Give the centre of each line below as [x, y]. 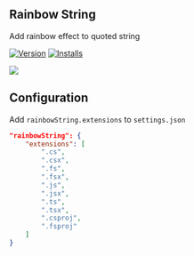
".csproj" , [61, 218]
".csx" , [55, 160]
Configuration [49, 98]
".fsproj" [59, 227]
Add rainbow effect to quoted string [75, 36]
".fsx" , [55, 177]
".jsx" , [55, 193]
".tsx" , [55, 210]
